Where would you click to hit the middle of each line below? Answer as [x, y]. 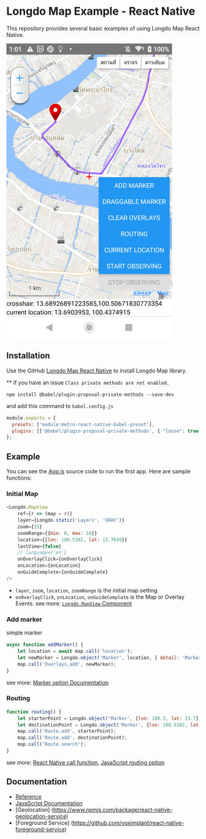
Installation [28, 356]
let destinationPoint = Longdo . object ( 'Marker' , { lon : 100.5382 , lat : [109, 725]
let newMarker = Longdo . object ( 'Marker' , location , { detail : [98, 658]
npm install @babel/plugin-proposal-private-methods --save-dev [90, 395]
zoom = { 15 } [30, 527]
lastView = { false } [40, 546]
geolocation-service [41, 816]
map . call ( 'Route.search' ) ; [52, 744]
